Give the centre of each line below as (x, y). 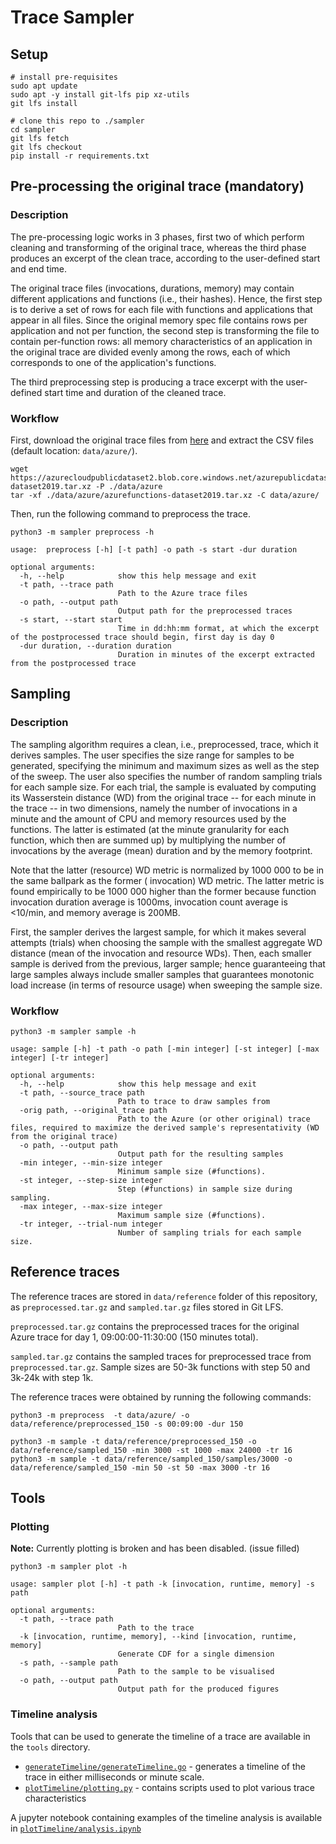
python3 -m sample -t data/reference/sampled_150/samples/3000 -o (151, 1459)
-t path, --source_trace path (82, 1092)
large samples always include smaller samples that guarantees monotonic (162, 974)
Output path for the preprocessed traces (205, 611)
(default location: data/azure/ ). (74, 450)
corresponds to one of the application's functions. (113, 362)
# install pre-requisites (64, 77)
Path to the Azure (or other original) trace (214, 1119)
